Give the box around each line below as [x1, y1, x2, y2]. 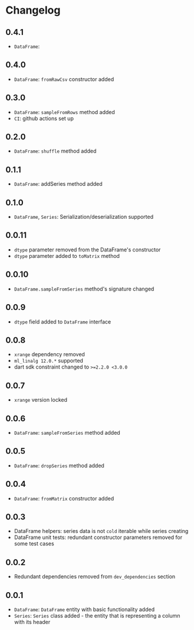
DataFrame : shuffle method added [14, 147, 97, 154]
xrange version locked [14, 396, 67, 403]
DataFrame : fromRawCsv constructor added [14, 75, 114, 83]
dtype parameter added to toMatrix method [14, 252, 120, 259]
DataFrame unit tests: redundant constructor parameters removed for [14, 534, 183, 541]
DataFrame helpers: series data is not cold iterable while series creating [14, 528, 189, 535]
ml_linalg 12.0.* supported [14, 357, 84, 364]
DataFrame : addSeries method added [14, 180, 103, 188]
